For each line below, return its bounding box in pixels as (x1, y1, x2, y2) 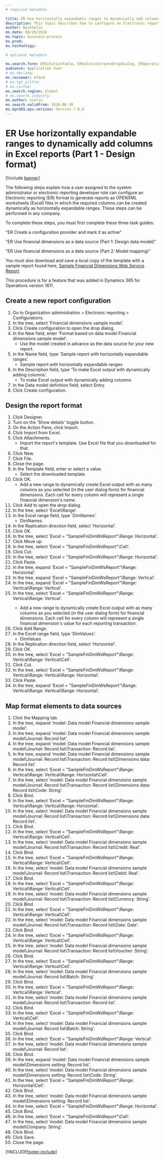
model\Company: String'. (12, 1124, 63, 1130)
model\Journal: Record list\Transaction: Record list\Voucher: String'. (12, 948, 149, 954)
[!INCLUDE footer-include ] (5, 1149, 57, 1155)
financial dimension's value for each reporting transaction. (19, 620, 137, 626)
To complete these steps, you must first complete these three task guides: (5, 220, 155, 226)
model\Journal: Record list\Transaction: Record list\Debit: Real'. (12, 870, 140, 876)
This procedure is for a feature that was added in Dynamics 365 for (5, 277, 141, 283)
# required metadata (5, 7, 48, 12)
